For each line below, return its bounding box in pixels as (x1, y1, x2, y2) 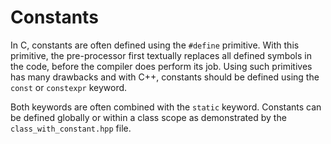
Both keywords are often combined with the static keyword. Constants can (10, 101, 322, 113)
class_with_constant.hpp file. (10, 122, 132, 134)
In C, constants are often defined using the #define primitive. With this (10, 39, 300, 51)
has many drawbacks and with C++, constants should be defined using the (10, 71, 320, 83)
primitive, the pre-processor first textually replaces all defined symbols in (10, 49, 312, 61)
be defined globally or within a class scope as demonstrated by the (10, 111, 287, 123)
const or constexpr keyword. (10, 81, 128, 93)
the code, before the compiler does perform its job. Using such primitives (10, 60, 313, 72)
